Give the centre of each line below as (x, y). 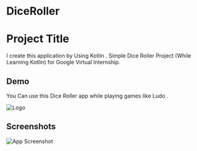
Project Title (38, 39)
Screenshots (31, 126)
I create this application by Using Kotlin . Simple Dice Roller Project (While (99, 56)
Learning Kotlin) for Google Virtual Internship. (63, 62)
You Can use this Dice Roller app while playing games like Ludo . (88, 96)
